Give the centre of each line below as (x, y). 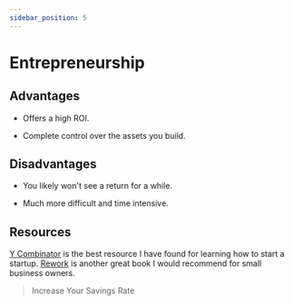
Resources (40, 232)
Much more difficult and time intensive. (96, 203)
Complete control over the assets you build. (104, 135)
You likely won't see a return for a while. (98, 186)
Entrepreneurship (77, 62)
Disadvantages (53, 164)
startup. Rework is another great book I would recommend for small (136, 263)
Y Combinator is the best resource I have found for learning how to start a (147, 254)
